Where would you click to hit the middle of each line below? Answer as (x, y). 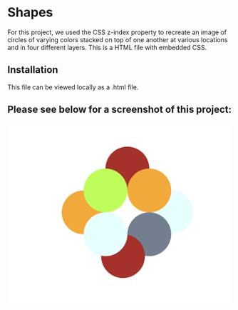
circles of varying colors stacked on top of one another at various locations (118, 39)
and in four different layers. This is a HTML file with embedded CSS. (107, 47)
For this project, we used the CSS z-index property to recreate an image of (117, 32)
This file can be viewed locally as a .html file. (73, 87)
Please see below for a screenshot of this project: (120, 110)
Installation (33, 70)
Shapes (30, 12)
